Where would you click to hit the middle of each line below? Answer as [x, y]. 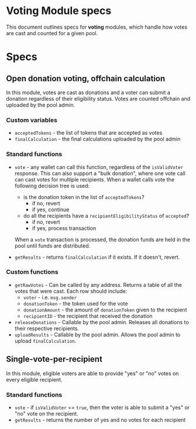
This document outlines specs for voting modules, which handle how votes [97, 27]
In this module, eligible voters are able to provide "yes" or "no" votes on [92, 373]
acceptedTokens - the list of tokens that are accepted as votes [88, 133]
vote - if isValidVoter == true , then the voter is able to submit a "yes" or [102, 407]
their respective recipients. [47, 328]
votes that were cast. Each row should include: [71, 291]
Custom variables [32, 120]
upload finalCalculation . [45, 341]
